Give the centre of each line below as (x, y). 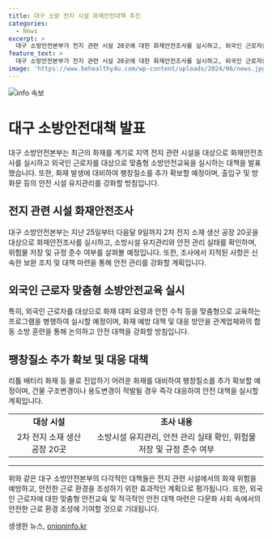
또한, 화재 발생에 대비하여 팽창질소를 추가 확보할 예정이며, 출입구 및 (144, 173)
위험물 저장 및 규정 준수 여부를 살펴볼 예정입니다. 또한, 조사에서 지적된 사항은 (129, 252)
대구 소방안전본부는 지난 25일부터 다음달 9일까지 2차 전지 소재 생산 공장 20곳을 (134, 232)
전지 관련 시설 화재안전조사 (71, 211)
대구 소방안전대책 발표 (77, 128)
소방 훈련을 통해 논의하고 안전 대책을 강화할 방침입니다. (103, 332)
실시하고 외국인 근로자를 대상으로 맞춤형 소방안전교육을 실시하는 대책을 (135, 162)
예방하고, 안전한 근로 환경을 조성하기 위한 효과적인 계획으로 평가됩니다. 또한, (128, 489)
